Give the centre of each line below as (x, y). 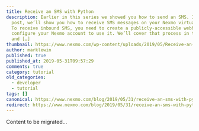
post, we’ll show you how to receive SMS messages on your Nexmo (94, 22)
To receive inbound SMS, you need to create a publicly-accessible (97, 28)
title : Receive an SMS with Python (50, 12)
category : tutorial (30, 72)
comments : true (25, 66)
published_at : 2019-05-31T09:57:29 (50, 61)
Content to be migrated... (37, 122)
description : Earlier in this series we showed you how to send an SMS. (98, 17)
